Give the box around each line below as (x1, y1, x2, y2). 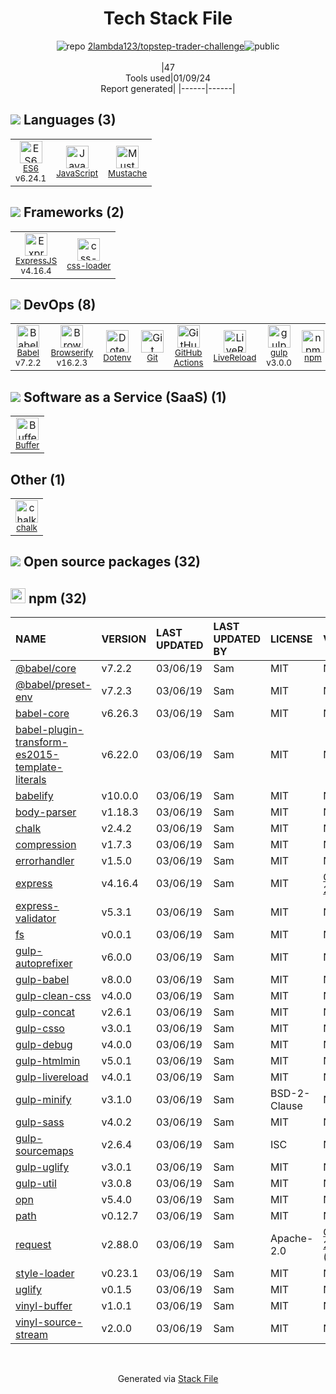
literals (15, 773, 47, 787)
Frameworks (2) (23, 204, 125, 221)
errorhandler (15, 854, 75, 868)
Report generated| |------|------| (100, 82, 236, 94)
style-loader (15, 1267, 75, 1281)
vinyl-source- (15, 1315, 83, 1329)
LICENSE (269, 632, 313, 646)
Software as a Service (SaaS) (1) (23, 388, 227, 406)
